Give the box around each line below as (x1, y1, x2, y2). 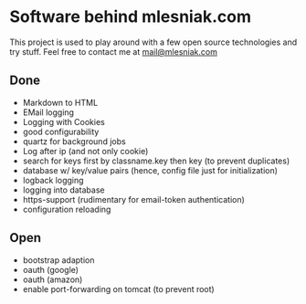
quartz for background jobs (22, 135, 126, 147)
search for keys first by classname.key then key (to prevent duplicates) (22, 155, 290, 166)
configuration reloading (22, 204, 111, 215)
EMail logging (22, 107, 75, 118)
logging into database (22, 184, 105, 195)
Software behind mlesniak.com (9, 6, 252, 27)
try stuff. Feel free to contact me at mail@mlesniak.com (9, 46, 217, 57)
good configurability (22, 126, 100, 137)
